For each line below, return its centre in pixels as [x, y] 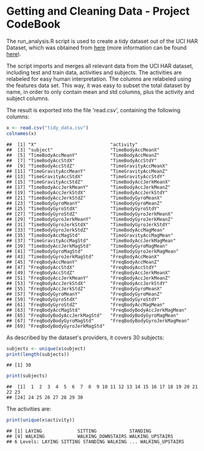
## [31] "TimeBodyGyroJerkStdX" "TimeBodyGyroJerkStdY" [89, 225]
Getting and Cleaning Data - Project [98, 11]
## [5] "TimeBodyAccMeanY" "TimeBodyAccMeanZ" [83, 155]
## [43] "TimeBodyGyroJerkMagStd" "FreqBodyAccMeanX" [83, 257]
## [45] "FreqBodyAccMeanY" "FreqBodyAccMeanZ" [83, 262]
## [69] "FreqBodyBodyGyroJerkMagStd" [56, 326]
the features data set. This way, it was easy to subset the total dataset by [98, 85]
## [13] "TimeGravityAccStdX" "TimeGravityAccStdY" [86, 176]
